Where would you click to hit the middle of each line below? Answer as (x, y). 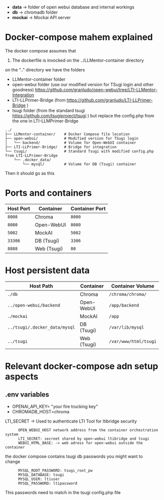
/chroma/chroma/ (128, 294)
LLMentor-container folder (39, 79)
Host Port (19, 209)
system (12, 434)
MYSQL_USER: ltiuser (39, 479)
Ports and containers (48, 193)
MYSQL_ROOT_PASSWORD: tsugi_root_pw (55, 470)
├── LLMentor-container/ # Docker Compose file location (68, 134)
